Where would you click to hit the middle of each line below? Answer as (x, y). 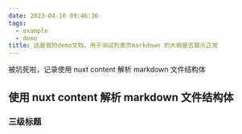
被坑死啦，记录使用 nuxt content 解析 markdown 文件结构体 (107, 70)
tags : (17, 23)
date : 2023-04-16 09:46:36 (53, 16)
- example (32, 30)
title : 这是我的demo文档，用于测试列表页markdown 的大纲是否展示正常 (113, 46)
